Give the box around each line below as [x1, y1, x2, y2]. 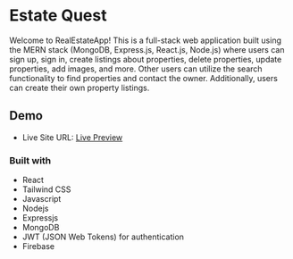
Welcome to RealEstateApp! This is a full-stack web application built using [9, 35, 281, 46]
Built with [9, 154, 52, 166]
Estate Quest [9, 5, 107, 26]
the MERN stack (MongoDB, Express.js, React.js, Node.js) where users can [9, 44, 285, 54]
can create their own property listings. [9, 82, 150, 93]
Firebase [21, 241, 55, 252]
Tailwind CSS [21, 184, 71, 195]
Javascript [21, 194, 62, 205]
